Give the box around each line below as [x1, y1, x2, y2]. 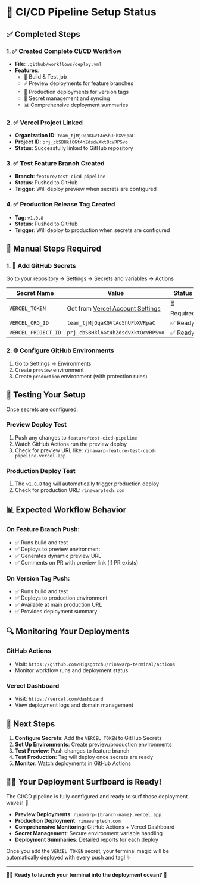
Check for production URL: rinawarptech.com [14, 487, 125, 494]
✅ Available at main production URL [14, 601, 102, 609]
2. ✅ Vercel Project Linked [6, 118, 83, 127]
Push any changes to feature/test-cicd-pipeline [14, 434, 137, 441]
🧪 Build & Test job [23, 73, 67, 80]
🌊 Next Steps [6, 719, 55, 729]
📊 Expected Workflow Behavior [6, 504, 127, 515]
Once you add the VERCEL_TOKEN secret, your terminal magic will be [6, 847, 170, 854]
